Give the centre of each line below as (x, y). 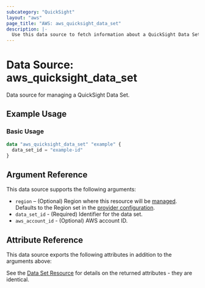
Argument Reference (47, 175)
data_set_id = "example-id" (48, 150)
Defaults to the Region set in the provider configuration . (85, 208)
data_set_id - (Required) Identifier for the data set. (79, 214)
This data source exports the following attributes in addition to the (89, 255)
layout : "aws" (24, 18)
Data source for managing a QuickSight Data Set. (68, 95)
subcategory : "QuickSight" (41, 12)
